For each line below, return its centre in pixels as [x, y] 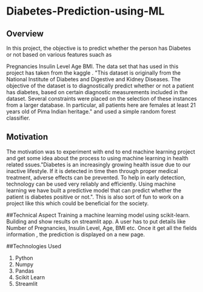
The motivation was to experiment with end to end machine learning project [101, 151]
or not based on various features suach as [59, 55]
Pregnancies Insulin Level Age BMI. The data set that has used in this [92, 66]
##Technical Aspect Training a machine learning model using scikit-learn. [98, 215]
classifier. [18, 118]
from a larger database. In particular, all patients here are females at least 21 [101, 105]
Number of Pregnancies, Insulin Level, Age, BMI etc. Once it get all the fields [101, 228]
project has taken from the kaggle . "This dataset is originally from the [93, 73]
